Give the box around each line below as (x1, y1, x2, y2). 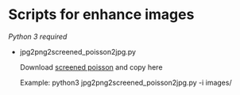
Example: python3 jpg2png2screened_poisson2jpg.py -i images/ (19, 78, 232, 87)
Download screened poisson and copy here (19, 62, 163, 72)
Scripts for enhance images (8, 6, 195, 24)
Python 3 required (8, 32, 68, 41)
